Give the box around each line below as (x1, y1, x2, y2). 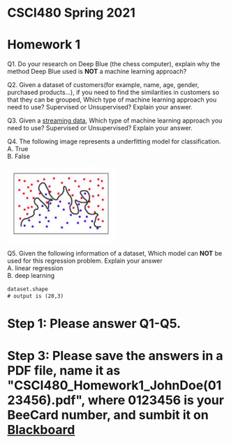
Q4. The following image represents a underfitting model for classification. (7, 137, 221, 146)
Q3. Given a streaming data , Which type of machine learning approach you (7, 116, 223, 125)
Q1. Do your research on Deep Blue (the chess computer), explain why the (7, 60, 221, 68)
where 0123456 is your (87, 392, 225, 408)
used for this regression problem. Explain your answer (7, 256, 163, 265)
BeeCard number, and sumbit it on (7, 407, 209, 423)
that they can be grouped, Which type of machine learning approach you (7, 95, 217, 104)
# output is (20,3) (7, 293, 64, 300)
